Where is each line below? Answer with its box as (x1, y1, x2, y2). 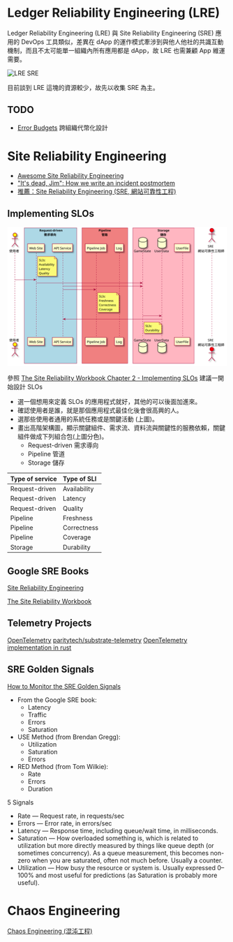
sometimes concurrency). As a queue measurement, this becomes (17, 848, 209, 857)
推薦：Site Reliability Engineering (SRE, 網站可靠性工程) (17, 187, 176, 195)
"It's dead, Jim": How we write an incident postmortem (17, 179, 176, 187)
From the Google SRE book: (17, 696, 97, 704)
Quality (62, 504, 84, 512)
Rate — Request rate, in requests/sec (17, 812, 125, 820)
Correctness (62, 523, 99, 532)
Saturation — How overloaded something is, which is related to (17, 834, 199, 842)
